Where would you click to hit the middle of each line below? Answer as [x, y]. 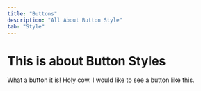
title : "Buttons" [32, 14]
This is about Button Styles [87, 61]
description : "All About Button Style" [65, 20]
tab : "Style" [26, 26]
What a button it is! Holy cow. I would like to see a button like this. [101, 80]
